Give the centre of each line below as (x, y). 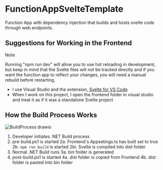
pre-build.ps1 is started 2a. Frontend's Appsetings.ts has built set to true (85, 141)
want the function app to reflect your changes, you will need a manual (76, 75)
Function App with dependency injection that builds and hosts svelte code (80, 22)
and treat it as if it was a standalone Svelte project (63, 100)
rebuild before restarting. (30, 80)
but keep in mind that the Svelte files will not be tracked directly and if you (80, 69)
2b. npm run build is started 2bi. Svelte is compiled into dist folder (79, 147)
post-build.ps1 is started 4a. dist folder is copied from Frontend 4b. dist (84, 157)
